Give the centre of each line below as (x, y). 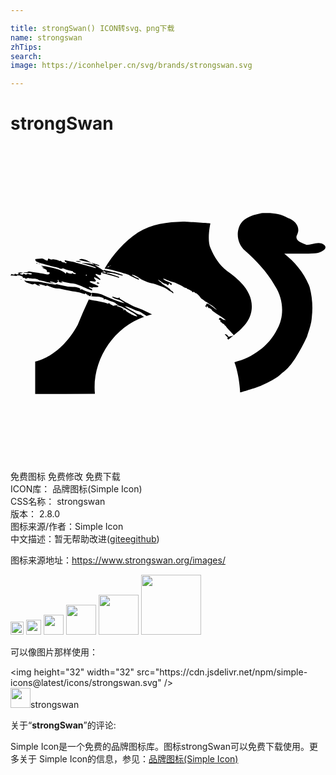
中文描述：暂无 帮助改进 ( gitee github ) (85, 539)
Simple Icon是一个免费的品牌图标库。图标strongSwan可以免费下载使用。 (160, 747)
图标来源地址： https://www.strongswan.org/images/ (118, 560)
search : (26, 56)
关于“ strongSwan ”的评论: (63, 725)
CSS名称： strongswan (58, 502)
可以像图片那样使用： (54, 652)
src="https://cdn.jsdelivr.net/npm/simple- (222, 672)
